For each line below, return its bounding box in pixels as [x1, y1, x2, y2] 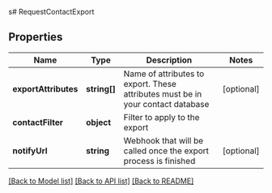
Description [146, 54, 193, 66]
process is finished [123, 155, 196, 166]
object [86, 117, 112, 128]
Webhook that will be [123, 135, 204, 146]
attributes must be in [123, 88, 202, 100]
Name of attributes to [123, 68, 205, 79]
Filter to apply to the [123, 111, 200, 122]
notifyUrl [12, 145, 48, 157]
